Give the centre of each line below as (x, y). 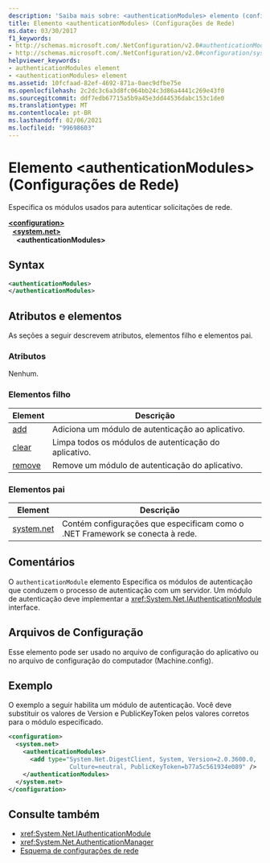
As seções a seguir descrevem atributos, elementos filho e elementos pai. (131, 335)
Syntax (27, 265)
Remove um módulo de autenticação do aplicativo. (147, 465)
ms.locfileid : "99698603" (51, 128)
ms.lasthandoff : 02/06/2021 (55, 121)
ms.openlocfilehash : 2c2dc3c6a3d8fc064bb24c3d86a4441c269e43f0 (117, 90)
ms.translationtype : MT (48, 105)
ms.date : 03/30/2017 (43, 31)
